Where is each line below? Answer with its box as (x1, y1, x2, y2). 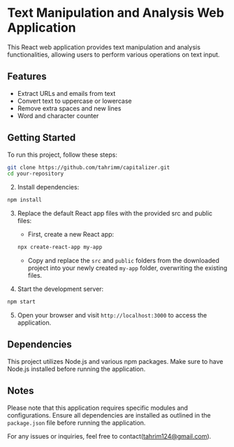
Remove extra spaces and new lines (17, 104, 122, 113)
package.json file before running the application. (7, 418, 146, 427)
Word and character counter (17, 111, 99, 120)
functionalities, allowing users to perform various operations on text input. (7, 50, 220, 59)
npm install (7, 197, 42, 204)
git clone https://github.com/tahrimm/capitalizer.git (7, 164, 170, 171)
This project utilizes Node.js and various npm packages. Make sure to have (7, 357, 224, 365)
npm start (7, 299, 36, 306)
